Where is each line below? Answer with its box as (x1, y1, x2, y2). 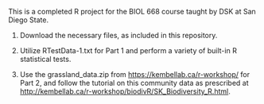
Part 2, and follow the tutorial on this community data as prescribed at (19, 79, 249, 87)
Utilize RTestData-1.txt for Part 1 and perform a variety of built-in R (19, 46, 237, 55)
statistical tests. (19, 55, 72, 64)
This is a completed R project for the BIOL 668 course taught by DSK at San (8, 7, 256, 16)
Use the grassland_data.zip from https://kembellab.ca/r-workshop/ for (19, 70, 250, 79)
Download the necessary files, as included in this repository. (19, 31, 218, 40)
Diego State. (8, 15, 49, 25)
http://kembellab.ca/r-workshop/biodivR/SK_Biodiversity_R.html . (19, 87, 231, 96)
